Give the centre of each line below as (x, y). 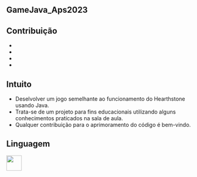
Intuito (19, 84)
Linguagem (28, 144)
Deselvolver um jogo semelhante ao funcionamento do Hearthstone (100, 99)
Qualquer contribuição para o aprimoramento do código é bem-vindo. (103, 125)
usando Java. (32, 106)
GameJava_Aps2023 (47, 10)
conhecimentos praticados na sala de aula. (69, 118)
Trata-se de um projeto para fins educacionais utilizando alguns (95, 112)
